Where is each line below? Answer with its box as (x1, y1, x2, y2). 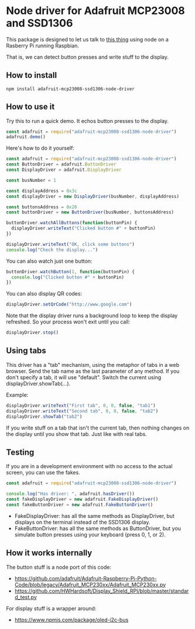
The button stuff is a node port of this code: (6, 563, 111, 570)
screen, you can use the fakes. (6, 469, 80, 476)
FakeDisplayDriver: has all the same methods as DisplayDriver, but (14, 512, 175, 519)
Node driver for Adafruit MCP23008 (6, 4, 186, 18)
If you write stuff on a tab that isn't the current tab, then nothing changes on (6, 424, 190, 431)
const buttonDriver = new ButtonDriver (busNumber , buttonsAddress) (6, 209, 175, 215)
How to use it (6, 102, 55, 112)
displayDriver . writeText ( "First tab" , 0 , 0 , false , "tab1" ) (6, 403, 156, 408)
